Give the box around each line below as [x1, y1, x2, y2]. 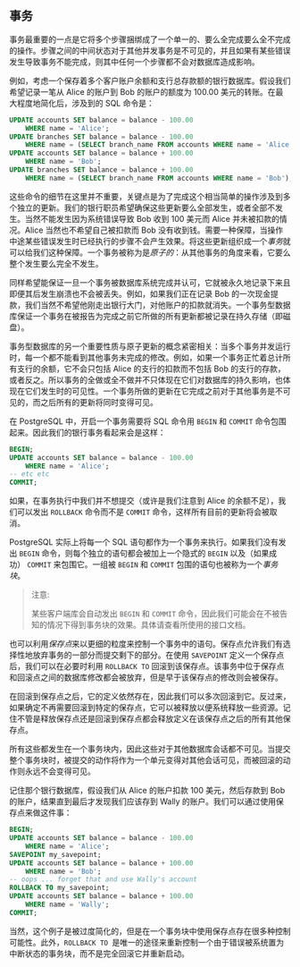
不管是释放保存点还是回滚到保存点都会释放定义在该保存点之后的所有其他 [16, 714, 283, 725]
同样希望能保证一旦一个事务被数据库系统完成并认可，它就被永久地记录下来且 [9, 276, 291, 288]
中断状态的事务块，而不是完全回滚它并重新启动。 [9, 947, 189, 959]
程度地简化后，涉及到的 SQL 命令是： [16, 98, 154, 108]
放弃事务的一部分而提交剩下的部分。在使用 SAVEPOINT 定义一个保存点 [32, 649, 285, 660]
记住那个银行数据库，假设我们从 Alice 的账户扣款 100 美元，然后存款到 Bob [9, 785, 286, 796]
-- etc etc [9, 470, 50, 479]
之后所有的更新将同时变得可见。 [39, 396, 158, 407]
